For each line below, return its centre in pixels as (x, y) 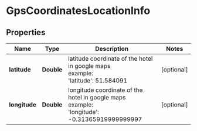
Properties (26, 32)
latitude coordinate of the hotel (111, 58)
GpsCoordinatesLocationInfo (78, 11)
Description (112, 49)
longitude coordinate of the (106, 90)
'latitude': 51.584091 (98, 80)
